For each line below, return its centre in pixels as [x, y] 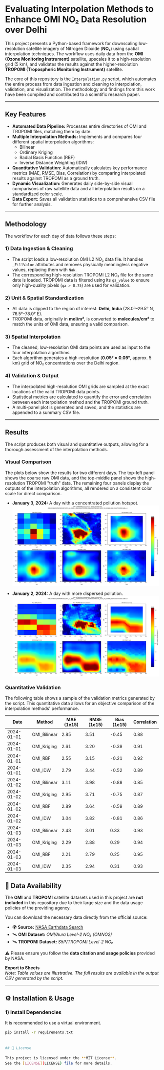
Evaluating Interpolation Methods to [79, 9]
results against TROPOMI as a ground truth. [56, 178]
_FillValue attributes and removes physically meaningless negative [80, 264]
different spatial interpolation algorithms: [53, 142]
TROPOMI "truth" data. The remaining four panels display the [88, 483]
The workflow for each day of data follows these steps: [61, 236]
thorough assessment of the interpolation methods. [57, 449]
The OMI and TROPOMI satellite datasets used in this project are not [74, 898]
